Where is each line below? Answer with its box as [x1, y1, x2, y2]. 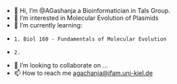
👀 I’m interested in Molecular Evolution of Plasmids [13, 14, 159, 22]
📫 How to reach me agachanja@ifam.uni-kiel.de [13, 69, 153, 77]
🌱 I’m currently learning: [13, 21, 83, 29]
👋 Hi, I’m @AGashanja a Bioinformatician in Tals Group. [13, 7, 171, 14]
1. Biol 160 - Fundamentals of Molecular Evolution [13, 36, 167, 43]
